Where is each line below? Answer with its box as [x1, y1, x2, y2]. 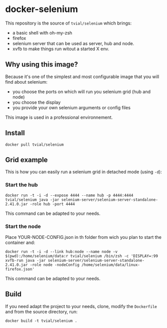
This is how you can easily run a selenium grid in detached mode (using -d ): [5, 169, 162, 175]
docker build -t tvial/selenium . [5, 318, 78, 323]
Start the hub [5, 181, 38, 188]
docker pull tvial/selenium [5, 142, 64, 147]
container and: [5, 239, 35, 245]
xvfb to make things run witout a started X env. [12, 46, 109, 52]
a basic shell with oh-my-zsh [12, 30, 73, 36]
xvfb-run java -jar [5, 258, 46, 263]
